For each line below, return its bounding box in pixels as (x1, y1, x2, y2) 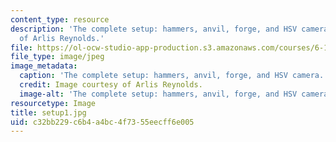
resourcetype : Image (10, 98, 97, 108)
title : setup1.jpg (10, 107, 87, 118)
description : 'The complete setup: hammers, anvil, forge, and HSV (10, 24, 298, 34)
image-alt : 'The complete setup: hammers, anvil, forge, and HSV (19, 89, 298, 99)
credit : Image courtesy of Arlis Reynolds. (19, 80, 203, 90)
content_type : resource (10, 14, 110, 25)
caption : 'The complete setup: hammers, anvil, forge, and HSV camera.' (19, 71, 329, 81)
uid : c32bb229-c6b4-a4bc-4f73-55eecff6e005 (10, 117, 195, 127)
